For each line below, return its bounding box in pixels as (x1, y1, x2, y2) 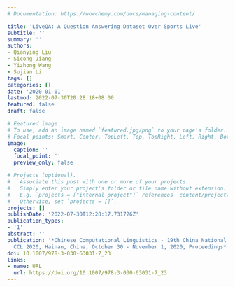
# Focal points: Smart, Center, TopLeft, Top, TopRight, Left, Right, (7, 133, 218, 140)
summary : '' (7, 36, 42, 43)
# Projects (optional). (7, 172, 77, 179)
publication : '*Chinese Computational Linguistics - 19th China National (7, 237, 227, 244)
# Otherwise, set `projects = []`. (7, 197, 117, 205)
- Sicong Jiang (7, 55, 52, 63)
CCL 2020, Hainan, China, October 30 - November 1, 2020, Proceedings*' (13, 243, 230, 251)
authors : (7, 43, 33, 50)
